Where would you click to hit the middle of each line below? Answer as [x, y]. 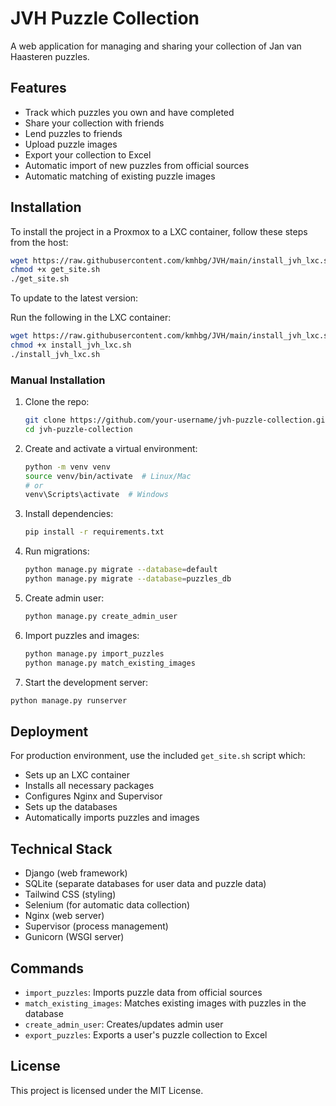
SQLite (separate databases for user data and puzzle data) [145, 884]
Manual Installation [58, 380]
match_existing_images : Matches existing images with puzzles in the [165, 1003]
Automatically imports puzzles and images [112, 818]
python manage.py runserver [69, 700]
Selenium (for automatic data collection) [107, 905]
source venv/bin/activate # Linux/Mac [108, 476]
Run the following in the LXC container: [91, 318]
